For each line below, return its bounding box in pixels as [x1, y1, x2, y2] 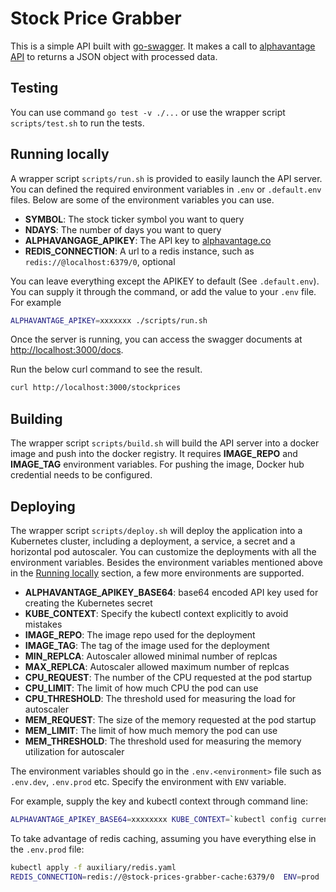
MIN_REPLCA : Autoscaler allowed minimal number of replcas [24, 650, 278, 662]
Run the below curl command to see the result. [10, 363, 203, 376]
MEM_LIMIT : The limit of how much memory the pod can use [24, 724, 278, 736]
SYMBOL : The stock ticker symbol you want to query [24, 213, 245, 225]
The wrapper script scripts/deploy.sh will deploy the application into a [10, 524, 303, 536]
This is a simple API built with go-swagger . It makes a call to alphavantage [10, 40, 316, 52]
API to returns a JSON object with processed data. [10, 50, 218, 62]
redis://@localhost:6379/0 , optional [24, 255, 176, 267]
